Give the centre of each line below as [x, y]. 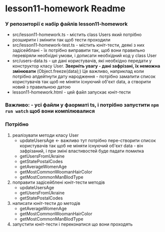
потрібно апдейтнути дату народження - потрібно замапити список [84, 76]
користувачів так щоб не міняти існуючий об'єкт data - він [81, 145]
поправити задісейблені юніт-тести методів [59, 182]
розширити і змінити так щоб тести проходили [61, 40]
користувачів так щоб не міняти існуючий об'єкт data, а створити [82, 82]
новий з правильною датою [41, 87]
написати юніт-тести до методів [46, 203]
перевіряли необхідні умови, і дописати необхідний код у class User [84, 56]
